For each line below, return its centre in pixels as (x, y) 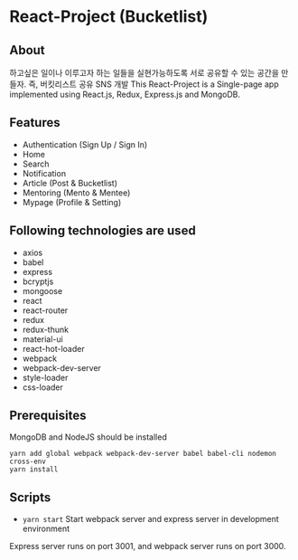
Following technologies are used (102, 231)
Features (35, 123)
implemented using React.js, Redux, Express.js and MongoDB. (125, 94)
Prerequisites (48, 416)
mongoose (42, 290)
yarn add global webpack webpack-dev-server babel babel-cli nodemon (143, 454)
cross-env (28, 462)
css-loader (42, 387)
